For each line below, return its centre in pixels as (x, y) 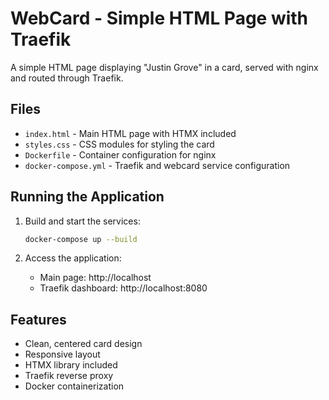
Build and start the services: (82, 221)
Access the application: (73, 258)
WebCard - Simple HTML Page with (159, 18)
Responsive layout (62, 354)
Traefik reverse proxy (69, 376)
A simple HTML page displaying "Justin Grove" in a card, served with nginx (164, 67)
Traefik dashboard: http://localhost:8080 (123, 288)
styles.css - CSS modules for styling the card (119, 144)
